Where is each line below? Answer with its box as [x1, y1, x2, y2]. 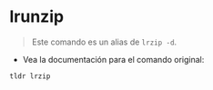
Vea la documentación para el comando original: [22, 54, 205, 65]
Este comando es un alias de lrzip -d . [31, 36, 177, 47]
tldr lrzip [9, 71, 51, 81]
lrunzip [9, 6, 65, 27]
